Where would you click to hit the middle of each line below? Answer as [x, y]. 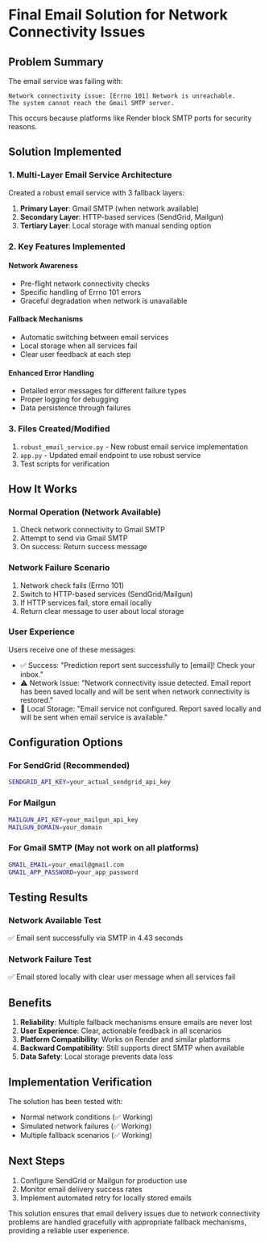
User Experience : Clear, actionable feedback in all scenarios [121, 1031]
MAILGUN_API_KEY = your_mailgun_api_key [73, 820]
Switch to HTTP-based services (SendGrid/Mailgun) [106, 594]
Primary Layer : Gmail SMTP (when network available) [109, 208]
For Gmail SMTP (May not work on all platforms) [104, 848]
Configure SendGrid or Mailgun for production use [103, 1180]
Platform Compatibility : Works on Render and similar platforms [125, 1039]
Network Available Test [55, 920]
